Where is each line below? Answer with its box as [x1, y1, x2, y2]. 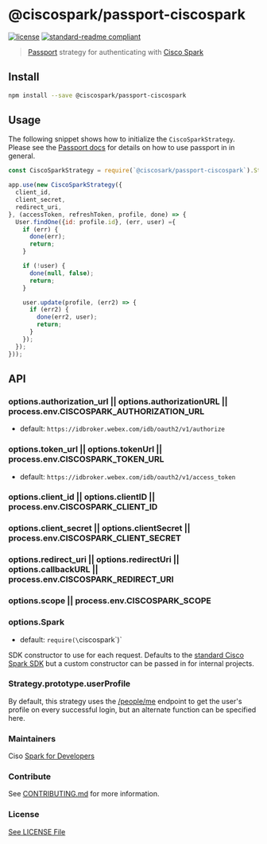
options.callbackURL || [8, 564, 99, 575]
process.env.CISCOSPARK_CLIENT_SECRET [8, 532, 181, 544]
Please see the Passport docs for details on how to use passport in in [8, 143, 235, 153]
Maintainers [8, 733, 56, 744]
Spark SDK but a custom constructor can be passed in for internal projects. [8, 658, 254, 668]
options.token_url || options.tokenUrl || [8, 443, 163, 455]
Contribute [8, 771, 52, 782]
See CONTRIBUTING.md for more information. [8, 789, 161, 799]
